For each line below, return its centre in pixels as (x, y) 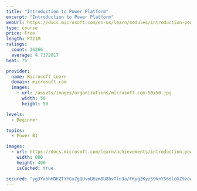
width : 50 (33, 98)
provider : (18, 71)
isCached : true (35, 168)
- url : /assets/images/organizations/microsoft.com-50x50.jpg (94, 93)
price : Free (21, 33)
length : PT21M (23, 39)
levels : (16, 114)
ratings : (17, 45)
